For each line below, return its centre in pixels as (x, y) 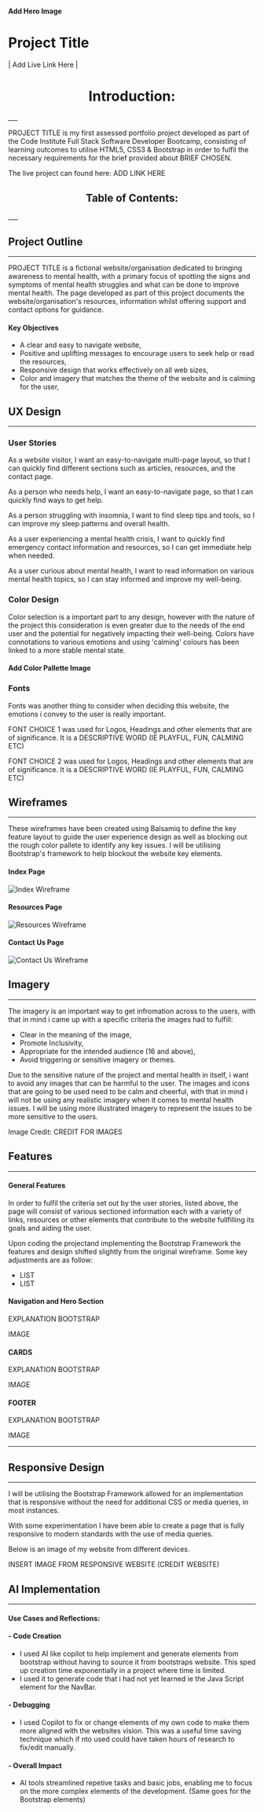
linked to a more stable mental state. (67, 650)
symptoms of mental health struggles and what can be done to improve (124, 285)
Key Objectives (33, 328)
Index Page (27, 871)
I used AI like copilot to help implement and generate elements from (129, 1653)
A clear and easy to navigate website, (80, 345)
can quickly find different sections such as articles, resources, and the (122, 468)
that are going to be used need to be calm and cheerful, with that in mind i (128, 1091)
